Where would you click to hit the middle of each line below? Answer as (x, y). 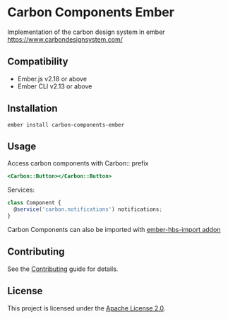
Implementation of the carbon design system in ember (86, 32)
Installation (32, 109)
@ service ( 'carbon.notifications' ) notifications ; (88, 209)
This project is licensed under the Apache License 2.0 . (86, 308)
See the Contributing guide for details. (63, 269)
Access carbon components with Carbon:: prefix (78, 163)
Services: (21, 190)
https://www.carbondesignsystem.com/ (65, 39)
